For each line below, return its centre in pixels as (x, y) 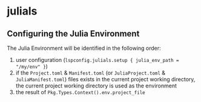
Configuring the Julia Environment (73, 34)
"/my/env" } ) (31, 66)
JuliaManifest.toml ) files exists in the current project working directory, (105, 79)
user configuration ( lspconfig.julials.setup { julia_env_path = (97, 60)
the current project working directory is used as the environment (96, 86)
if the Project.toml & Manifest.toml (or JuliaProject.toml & (91, 73)
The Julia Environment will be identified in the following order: (84, 48)
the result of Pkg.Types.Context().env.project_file (80, 92)
